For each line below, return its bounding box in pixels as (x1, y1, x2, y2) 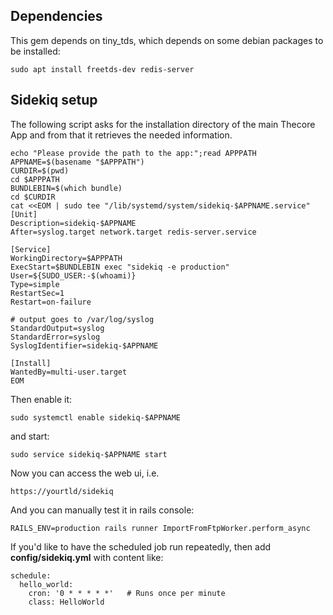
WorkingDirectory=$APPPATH (10, 253, 123, 263)
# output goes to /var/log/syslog (10, 314, 155, 324)
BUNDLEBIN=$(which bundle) (10, 183, 123, 193)
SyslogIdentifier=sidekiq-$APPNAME (10, 340, 159, 351)
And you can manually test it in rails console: (10, 504, 195, 516)
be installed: (10, 45, 61, 57)
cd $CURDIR (10, 192, 56, 202)
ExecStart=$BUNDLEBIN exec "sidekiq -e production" (10, 262, 230, 272)
